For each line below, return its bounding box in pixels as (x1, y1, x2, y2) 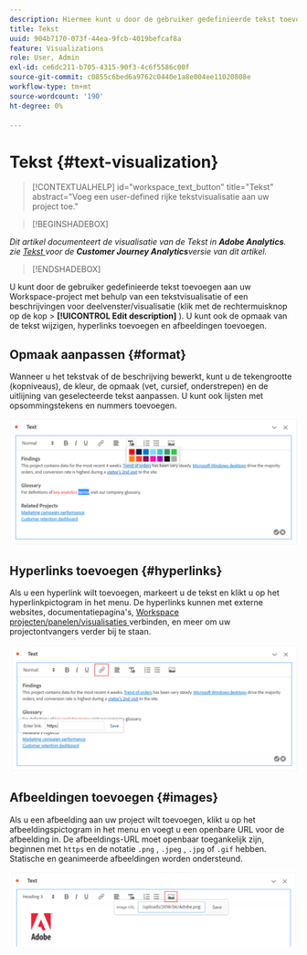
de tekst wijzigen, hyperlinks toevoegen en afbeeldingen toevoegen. (9, 320, 268, 331)
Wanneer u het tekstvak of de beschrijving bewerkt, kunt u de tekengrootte (9, 371, 292, 383)
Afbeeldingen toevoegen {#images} (9, 790, 219, 805)
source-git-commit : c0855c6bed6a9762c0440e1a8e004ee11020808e (9, 73, 251, 82)
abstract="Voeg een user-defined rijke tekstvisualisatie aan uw (31, 192, 270, 203)
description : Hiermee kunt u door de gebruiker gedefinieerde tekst (9, 15, 276, 24)
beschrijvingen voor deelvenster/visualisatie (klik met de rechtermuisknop (9, 301, 288, 312)
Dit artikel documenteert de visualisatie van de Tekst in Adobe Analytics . (9, 236, 287, 247)
